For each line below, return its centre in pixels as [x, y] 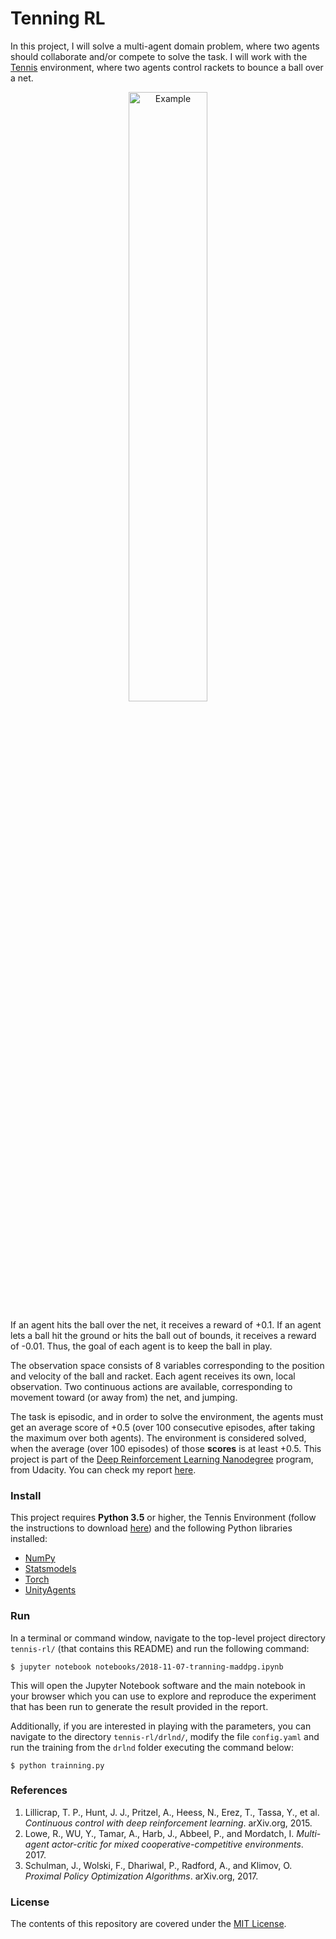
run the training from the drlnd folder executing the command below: [152, 1747]
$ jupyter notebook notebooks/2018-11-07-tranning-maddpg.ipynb [147, 1667]
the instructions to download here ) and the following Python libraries [151, 1528]
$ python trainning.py [57, 1765]
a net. [22, 78]
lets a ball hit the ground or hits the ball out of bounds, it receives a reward [163, 1335]
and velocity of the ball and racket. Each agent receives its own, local [153, 1376]
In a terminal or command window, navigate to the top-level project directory [168, 1638]
